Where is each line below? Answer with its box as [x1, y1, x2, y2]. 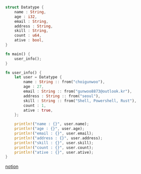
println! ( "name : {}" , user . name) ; [14, 121, 89, 126]
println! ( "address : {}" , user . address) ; [14, 136, 103, 141]
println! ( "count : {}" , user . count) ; [14, 145, 94, 150]
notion [5, 163, 19, 169]
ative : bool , [14, 38, 44, 43]
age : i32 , [14, 14, 37, 19]
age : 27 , [23, 84, 44, 90]
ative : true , [23, 108, 53, 113]
